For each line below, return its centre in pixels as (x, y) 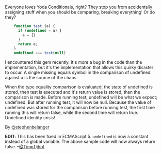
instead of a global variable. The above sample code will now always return (80, 141)
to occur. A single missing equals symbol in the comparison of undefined (78, 72)
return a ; (28, 44)
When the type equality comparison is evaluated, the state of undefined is (79, 87)
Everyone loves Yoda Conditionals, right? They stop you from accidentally (79, 7)
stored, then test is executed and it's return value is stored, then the (73, 92)
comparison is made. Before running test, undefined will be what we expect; (81, 97)
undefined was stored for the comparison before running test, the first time (80, 108)
